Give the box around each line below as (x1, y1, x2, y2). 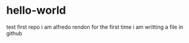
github (6, 29, 22, 36)
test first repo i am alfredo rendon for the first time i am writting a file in (6, 23, 184, 30)
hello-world (6, 4, 67, 17)
